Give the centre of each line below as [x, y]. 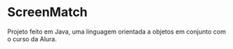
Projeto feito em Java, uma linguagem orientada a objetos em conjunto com [116, 31]
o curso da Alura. [32, 38]
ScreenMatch [47, 12]
